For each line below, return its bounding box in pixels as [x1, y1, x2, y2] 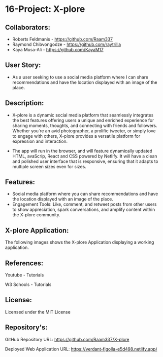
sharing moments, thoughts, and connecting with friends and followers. [12, 122, 158, 128]
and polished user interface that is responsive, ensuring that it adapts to [12, 158, 159, 164]
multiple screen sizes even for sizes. [12, 163, 86, 169]
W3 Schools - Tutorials [5, 281, 52, 287]
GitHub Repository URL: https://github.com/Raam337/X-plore [5, 336, 130, 342]
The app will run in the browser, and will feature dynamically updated [12, 148, 153, 154]
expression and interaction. [12, 138, 68, 144]
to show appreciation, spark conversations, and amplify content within [12, 206, 155, 213]
